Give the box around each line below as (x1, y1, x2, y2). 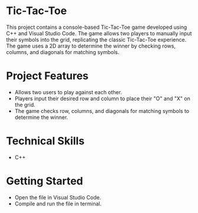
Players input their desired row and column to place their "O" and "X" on (14, 95, 190, 102)
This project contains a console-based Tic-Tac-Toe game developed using (6, 24, 187, 31)
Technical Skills (6, 134, 85, 148)
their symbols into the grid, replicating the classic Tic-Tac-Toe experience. (6, 36, 187, 43)
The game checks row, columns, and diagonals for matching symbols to (14, 107, 190, 114)
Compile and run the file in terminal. (14, 200, 102, 207)
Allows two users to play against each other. (14, 88, 123, 95)
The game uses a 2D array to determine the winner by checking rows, (6, 42, 176, 49)
